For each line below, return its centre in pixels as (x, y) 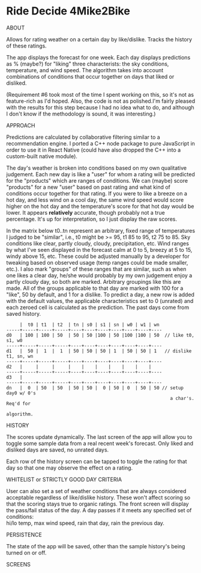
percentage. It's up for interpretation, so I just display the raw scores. (91, 219)
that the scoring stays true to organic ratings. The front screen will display (97, 504)
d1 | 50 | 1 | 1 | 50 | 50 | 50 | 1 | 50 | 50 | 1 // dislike (99, 351)
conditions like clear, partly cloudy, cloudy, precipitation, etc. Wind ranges (97, 243)
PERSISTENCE (24, 535)
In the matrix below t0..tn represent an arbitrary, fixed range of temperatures (101, 230)
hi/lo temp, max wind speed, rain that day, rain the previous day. (85, 523)
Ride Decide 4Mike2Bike (68, 11)
